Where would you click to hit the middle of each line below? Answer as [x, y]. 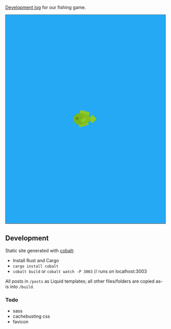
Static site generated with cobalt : [40, 250]
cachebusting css [31, 316]
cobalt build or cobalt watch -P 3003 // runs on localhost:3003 [80, 271]
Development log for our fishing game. [46, 7]
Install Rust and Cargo [36, 260]
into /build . [22, 286]
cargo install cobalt [35, 266]
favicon [21, 322]
